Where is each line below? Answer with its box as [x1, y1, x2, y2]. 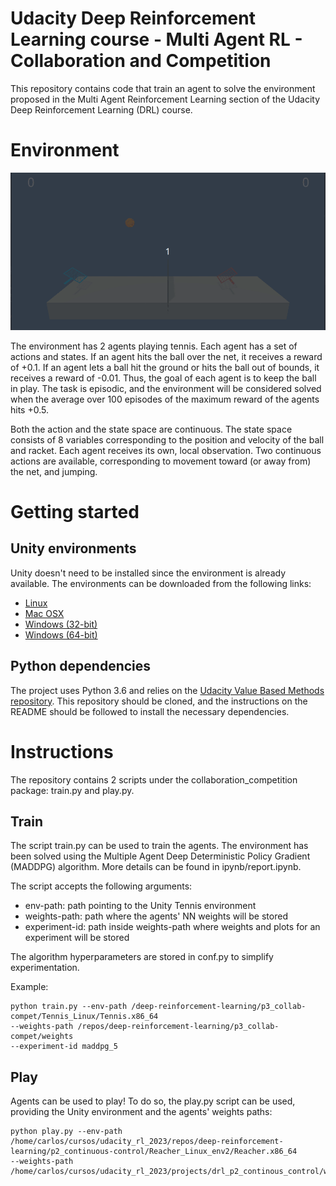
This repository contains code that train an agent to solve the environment [10, 82, 316, 94]
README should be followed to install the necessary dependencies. [10, 705, 290, 717]
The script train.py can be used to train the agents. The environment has [10, 840, 309, 852]
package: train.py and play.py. [10, 784, 135, 796]
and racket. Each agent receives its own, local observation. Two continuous [10, 444, 322, 456]
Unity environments [10, 540, 137, 557]
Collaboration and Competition [10, 50, 272, 72]
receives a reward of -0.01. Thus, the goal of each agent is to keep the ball [10, 372, 317, 384]
